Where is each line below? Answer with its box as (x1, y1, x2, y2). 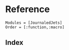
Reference (5, 4, 50, 15)
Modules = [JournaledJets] (5, 20, 62, 25)
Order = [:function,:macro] (5, 24, 65, 30)
